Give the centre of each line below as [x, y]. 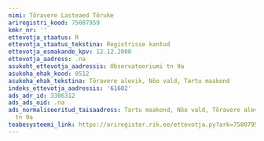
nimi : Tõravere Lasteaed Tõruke [61, 15]
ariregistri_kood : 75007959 [54, 23]
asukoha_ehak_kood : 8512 [49, 74]
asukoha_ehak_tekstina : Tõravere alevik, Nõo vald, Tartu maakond [119, 81]
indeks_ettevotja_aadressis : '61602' [70, 88]
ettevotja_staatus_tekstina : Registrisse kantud [89, 45]
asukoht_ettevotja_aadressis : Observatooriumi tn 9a [96, 67]
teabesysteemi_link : [42, 125]
